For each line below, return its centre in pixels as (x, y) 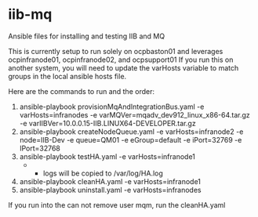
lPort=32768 (40, 148)
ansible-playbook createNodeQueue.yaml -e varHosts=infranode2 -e (131, 132)
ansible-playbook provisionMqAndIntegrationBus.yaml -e (112, 107)
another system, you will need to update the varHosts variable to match (124, 67)
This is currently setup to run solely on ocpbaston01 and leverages (116, 51)
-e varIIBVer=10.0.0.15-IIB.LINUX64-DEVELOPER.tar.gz (107, 123)
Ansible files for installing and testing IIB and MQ (87, 36)
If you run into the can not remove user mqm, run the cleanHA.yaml (117, 204)
